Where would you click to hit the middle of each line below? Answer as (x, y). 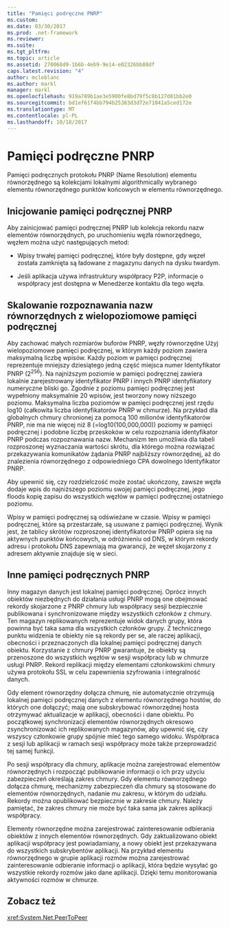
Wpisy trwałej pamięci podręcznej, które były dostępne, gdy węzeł (111, 256)
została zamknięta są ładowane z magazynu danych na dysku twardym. (118, 263)
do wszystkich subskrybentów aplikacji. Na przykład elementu (95, 850)
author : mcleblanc (33, 77)
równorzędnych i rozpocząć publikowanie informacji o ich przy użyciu (106, 771)
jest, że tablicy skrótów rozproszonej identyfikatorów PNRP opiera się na (110, 531)
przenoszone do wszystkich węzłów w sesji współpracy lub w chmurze (108, 657)
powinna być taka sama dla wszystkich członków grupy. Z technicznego (109, 628)
